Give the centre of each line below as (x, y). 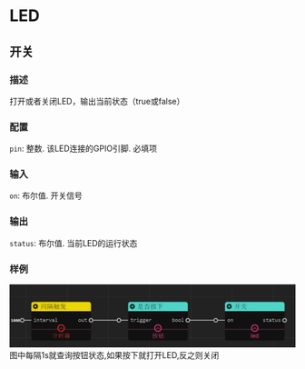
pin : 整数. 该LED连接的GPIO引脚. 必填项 (83, 149)
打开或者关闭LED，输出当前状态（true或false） (97, 101)
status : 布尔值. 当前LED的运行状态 (74, 243)
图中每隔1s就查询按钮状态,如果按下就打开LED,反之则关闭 (114, 354)
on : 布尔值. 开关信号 (46, 195)
